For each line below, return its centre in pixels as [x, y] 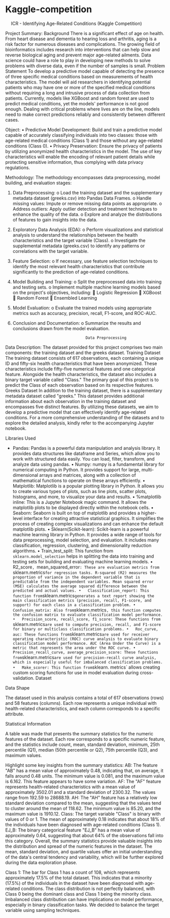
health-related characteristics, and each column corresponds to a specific [83, 708]
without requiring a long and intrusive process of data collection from [78, 93]
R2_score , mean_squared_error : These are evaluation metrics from [86, 567]
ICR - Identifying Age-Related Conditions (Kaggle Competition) [76, 23]
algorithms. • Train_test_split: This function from [63, 551]
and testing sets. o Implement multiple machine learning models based [87, 287]
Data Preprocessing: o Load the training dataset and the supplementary [87, 192]
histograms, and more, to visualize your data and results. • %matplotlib [87, 497]
